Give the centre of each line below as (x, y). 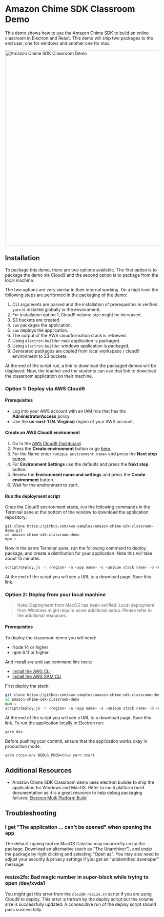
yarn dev (14, 732)
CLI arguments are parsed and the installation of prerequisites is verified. (85, 304)
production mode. (23, 746)
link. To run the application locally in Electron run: (55, 723)
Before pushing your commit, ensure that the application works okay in (76, 741)
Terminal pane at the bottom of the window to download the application (77, 512)
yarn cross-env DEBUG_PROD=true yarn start (50, 755)
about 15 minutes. (23, 559)
